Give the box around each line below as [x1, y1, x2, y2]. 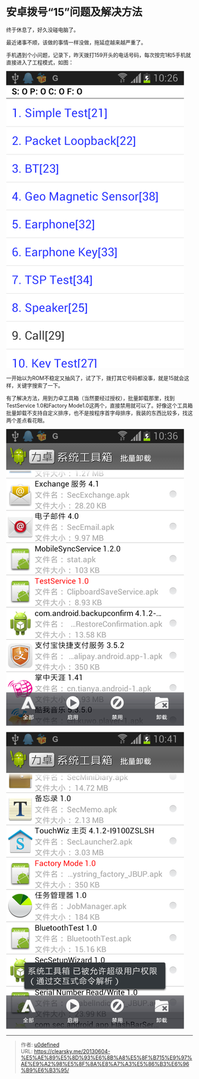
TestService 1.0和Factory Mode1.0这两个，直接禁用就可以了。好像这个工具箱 [6, 402, 193, 409]
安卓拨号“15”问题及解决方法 [6, 5, 143, 19]
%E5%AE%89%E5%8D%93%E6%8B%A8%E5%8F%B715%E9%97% [20, 1054, 192, 1061]
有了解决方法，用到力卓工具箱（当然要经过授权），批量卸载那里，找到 [6, 394, 175, 401]
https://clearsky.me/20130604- [34, 1048, 111, 1055]
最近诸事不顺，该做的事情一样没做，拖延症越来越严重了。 [6, 39, 146, 46]
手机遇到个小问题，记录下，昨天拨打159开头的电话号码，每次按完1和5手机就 [6, 51, 191, 58]
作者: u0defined [20, 1041, 60, 1048]
